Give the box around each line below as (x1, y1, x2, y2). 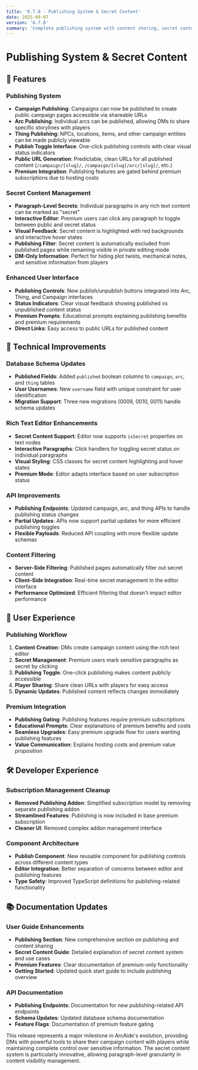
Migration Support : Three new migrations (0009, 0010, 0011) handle (14, 398, 181, 405)
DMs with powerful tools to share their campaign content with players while (6, 1038, 190, 1046)
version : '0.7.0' (6, 19, 49, 25)
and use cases (14, 955, 51, 962)
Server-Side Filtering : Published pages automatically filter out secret (14, 564, 183, 571)
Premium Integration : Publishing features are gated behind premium (14, 168, 181, 175)
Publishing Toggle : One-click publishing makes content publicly (14, 669, 171, 676)
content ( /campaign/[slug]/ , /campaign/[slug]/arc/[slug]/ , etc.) (14, 162, 173, 169)
